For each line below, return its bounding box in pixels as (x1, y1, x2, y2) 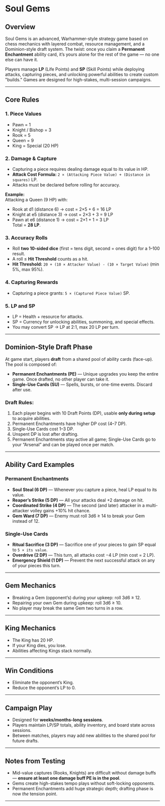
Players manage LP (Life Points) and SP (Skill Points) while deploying (5, 66, 145, 72)
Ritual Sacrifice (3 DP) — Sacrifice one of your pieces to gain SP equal (12, 541, 156, 547)
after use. (12, 386, 32, 392)
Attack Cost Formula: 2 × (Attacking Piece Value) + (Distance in (12, 171, 150, 177)
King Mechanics (5, 624, 56, 632)
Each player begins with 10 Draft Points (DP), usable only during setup (12, 410, 156, 416)
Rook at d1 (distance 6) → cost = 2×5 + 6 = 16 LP (12, 206, 111, 212)
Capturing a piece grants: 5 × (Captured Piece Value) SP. (12, 290, 130, 296)
